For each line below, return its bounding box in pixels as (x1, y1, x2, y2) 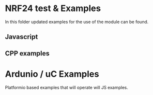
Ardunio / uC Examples (5, 68, 99, 80)
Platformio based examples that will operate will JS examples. (5, 84, 128, 90)
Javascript (5, 33, 38, 41)
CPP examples (5, 49, 50, 57)
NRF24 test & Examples (5, 3, 101, 14)
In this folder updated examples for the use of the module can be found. (5, 19, 149, 25)
